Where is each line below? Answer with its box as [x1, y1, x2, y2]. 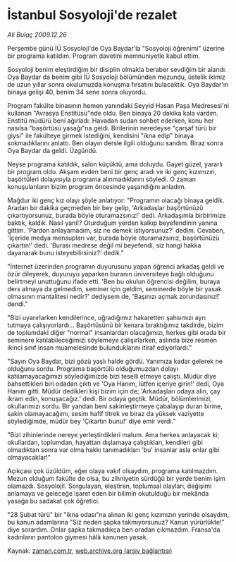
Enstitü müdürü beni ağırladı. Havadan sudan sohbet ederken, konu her [7, 116, 214, 125]
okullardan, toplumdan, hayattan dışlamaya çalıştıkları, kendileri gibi [7, 438, 203, 446]
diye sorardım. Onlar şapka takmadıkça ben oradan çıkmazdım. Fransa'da [7, 525, 221, 534]
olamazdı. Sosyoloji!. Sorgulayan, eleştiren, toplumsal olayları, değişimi [7, 482, 212, 490]
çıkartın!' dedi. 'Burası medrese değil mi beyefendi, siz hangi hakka [7, 240, 201, 250]
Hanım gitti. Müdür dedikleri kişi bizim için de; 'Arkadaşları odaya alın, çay [7, 386, 221, 395]
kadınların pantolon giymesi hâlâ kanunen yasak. [7, 532, 149, 541]
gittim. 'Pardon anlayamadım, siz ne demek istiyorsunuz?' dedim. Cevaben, [7, 226, 225, 234]
